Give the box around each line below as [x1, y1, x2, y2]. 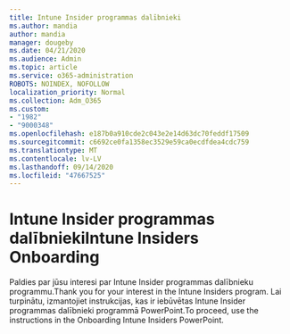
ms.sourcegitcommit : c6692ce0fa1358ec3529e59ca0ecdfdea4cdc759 [9, 138, 250, 146]
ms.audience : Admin [9, 54, 82, 63]
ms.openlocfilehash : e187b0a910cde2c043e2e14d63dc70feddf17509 [9, 129, 250, 138]
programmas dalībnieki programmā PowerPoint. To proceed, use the [9, 305, 259, 316]
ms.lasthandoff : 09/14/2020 [9, 163, 114, 171]
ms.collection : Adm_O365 [9, 96, 102, 105]
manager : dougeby [9, 38, 74, 47]
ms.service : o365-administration [9, 71, 134, 80]
